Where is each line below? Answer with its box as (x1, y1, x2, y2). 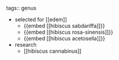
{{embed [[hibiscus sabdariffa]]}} (23, 23, 105, 29)
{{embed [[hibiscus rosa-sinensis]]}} (23, 29, 114, 36)
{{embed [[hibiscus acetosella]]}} (23, 35, 105, 42)
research (14, 41, 37, 48)
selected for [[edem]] (14, 16, 67, 23)
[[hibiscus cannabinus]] (23, 48, 82, 55)
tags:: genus (6, 5, 37, 11)
